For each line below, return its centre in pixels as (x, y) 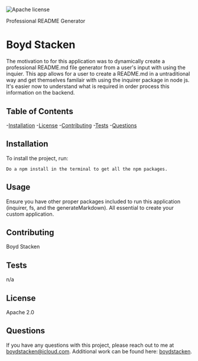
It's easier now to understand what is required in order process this (88, 86)
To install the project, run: (37, 158)
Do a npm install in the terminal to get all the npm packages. (87, 169)
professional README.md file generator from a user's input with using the (96, 67)
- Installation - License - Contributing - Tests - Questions (72, 125)
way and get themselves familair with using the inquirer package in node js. (98, 80)
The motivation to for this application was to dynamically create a (86, 61)
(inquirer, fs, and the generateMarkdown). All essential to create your (90, 207)
